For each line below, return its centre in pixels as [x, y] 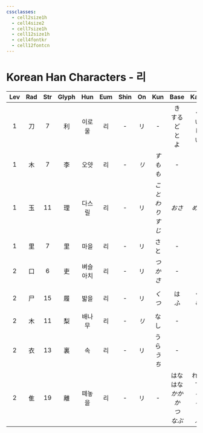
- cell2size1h [29, 18]
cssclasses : [21, 12]
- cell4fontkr [29, 40]
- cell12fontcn [31, 46]
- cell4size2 [28, 23]
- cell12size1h [31, 34]
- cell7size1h [29, 29]
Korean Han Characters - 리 [76, 78]
